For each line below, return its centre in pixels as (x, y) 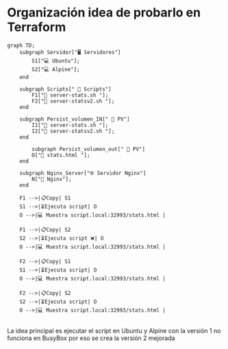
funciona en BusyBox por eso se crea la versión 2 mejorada (91, 338)
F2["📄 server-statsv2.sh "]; (73, 101)
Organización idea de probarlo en (104, 13)
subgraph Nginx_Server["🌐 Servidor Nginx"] (83, 173)
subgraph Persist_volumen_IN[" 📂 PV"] (75, 119)
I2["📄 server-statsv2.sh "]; (73, 131)
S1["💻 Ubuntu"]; (56, 61)
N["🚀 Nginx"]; (52, 179)
